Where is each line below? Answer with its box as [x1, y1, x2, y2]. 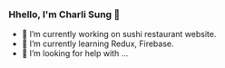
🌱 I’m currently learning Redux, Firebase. [21, 38, 174, 49]
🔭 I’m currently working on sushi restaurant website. [21, 29, 217, 40]
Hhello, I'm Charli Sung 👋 [8, 8, 121, 21]
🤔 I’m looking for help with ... [21, 48, 129, 59]
